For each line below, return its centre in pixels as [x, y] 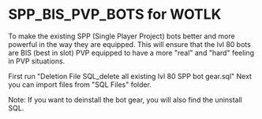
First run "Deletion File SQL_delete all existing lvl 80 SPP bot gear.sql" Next [130, 76]
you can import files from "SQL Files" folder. [80, 85]
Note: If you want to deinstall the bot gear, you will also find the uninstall [125, 99]
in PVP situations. [37, 61]
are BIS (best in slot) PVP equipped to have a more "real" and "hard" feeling [131, 52]
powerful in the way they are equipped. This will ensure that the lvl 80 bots [129, 44]
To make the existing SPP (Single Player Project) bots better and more [122, 36]
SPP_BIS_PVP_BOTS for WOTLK [115, 14]
